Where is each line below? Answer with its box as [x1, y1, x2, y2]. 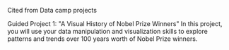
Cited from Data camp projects [7, 6, 98, 14]
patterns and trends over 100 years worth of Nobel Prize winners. [7, 35, 198, 43]
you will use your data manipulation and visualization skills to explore [7, 27, 209, 35]
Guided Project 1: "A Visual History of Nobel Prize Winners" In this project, [7, 20, 223, 27]
